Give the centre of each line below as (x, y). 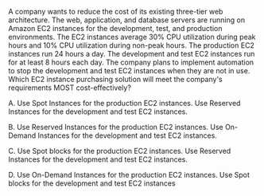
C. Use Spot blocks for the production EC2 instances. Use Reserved (120, 151)
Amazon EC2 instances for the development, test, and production (115, 28)
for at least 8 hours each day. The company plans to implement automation (131, 62)
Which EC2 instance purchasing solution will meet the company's (115, 79)
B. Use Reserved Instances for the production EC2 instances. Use (116, 127)
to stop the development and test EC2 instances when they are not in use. (129, 71)
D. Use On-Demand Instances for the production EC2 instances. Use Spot (129, 175)
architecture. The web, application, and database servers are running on (126, 20)
